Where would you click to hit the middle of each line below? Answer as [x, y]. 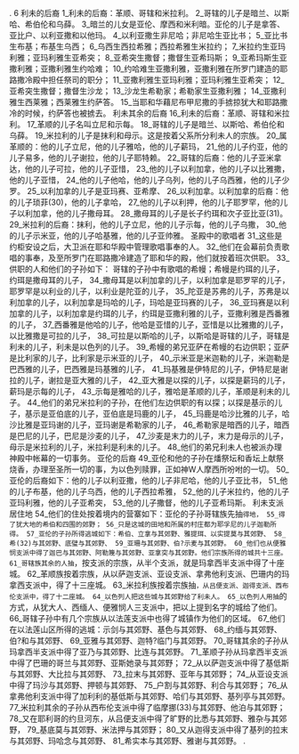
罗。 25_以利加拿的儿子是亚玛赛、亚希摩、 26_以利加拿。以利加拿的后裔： [145, 191]
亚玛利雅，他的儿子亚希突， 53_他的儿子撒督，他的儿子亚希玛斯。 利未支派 [147, 503]
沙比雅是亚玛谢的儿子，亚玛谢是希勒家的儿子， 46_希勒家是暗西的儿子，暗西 [149, 425]
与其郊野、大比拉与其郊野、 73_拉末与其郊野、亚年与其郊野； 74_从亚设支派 [149, 674]
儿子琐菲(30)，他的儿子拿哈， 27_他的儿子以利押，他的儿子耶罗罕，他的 [148, 202]
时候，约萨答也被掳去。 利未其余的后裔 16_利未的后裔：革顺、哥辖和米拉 [157, 113]
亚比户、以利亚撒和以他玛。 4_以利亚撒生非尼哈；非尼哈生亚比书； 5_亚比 [145, 35]
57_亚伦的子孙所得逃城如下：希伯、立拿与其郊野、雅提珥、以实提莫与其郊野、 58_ [156, 534]
